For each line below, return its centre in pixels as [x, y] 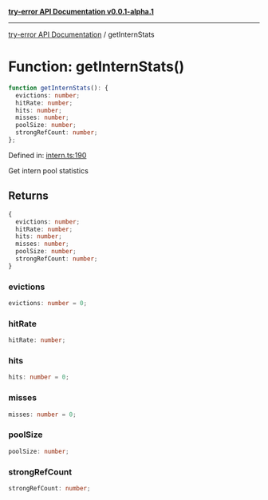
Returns [29, 196]
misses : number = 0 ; [43, 415]
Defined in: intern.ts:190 [47, 155]
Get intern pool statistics [49, 170]
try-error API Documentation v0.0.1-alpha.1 [81, 12]
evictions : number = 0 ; [48, 304]
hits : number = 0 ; [39, 377]
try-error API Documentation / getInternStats [82, 34]
